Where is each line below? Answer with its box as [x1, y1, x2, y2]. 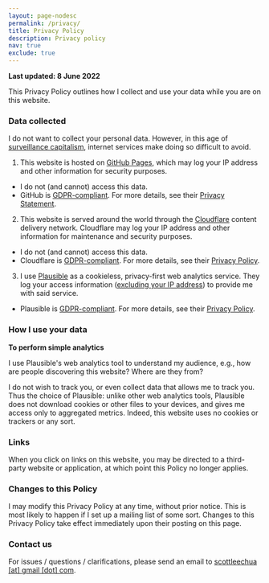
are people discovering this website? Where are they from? [8, 367, 203, 376]
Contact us [8, 539, 52, 550]
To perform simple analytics [8, 343, 104, 352]
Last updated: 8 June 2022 [8, 72, 100, 80]
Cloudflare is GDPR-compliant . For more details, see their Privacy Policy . [19, 256, 260, 265]
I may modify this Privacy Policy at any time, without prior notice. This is [8, 502, 247, 511]
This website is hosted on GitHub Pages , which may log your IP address [19, 158, 259, 167]
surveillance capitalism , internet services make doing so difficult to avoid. [8, 142, 251, 152]
